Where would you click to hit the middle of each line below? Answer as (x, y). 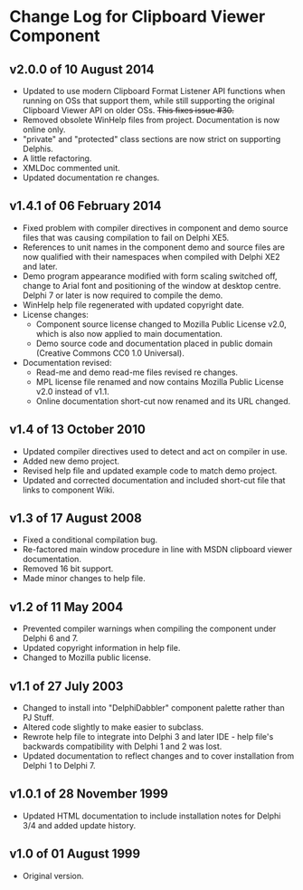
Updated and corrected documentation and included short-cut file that (154, 480)
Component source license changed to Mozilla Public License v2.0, (161, 324)
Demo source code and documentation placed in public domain (154, 343)
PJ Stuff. (38, 718)
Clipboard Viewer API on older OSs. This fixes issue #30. (128, 110)
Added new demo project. (71, 461)
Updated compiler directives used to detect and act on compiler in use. (155, 451)
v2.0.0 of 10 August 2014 (82, 69)
